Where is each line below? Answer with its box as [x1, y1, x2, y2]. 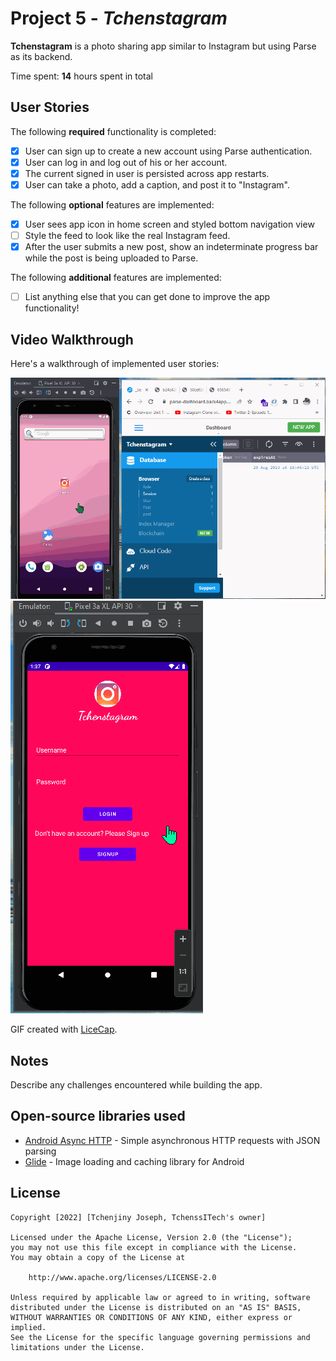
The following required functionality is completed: [10, 125, 217, 137]
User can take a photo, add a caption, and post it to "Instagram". [24, 178, 290, 191]
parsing [24, 1145, 57, 1157]
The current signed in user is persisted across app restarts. [24, 167, 270, 179]
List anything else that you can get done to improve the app [24, 291, 271, 303]
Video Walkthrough [10, 331, 134, 348]
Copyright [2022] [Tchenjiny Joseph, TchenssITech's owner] [10, 1212, 267, 1222]
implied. [10, 1322, 47, 1332]
